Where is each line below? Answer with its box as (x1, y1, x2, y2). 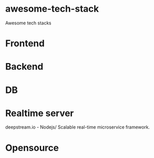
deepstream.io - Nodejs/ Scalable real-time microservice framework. (5, 124, 150, 130)
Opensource (5, 142, 59, 153)
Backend (5, 61, 43, 73)
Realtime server (5, 107, 74, 119)
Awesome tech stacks (5, 20, 52, 26)
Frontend (5, 38, 45, 49)
